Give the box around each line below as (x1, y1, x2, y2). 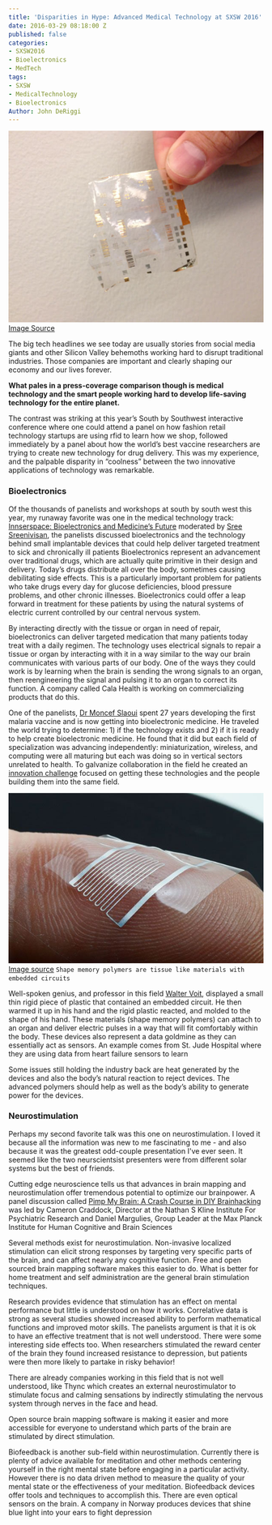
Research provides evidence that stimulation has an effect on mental (8, 1296, 237, 1306)
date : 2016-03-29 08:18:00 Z (8, 21, 107, 30)
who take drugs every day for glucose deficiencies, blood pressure (8, 581, 232, 591)
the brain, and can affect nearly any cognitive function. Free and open (8, 1255, 241, 1265)
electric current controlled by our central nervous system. (8, 607, 201, 617)
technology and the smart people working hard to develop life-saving (8, 389, 247, 399)
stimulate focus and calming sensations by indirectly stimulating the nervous (8, 1390, 264, 1399)
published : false (8, 30, 67, 38)
